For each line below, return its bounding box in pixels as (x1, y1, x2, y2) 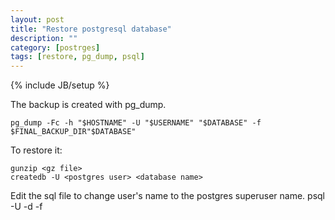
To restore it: (10, 144, 63, 156)
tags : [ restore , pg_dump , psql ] (10, 52, 145, 62)
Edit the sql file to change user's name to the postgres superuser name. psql (10, 190, 326, 202)
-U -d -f (10, 201, 43, 213)
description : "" (10, 33, 78, 43)
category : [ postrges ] (10, 42, 101, 53)
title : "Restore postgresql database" (10, 24, 172, 34)
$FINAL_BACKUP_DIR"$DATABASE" (10, 127, 137, 137)
